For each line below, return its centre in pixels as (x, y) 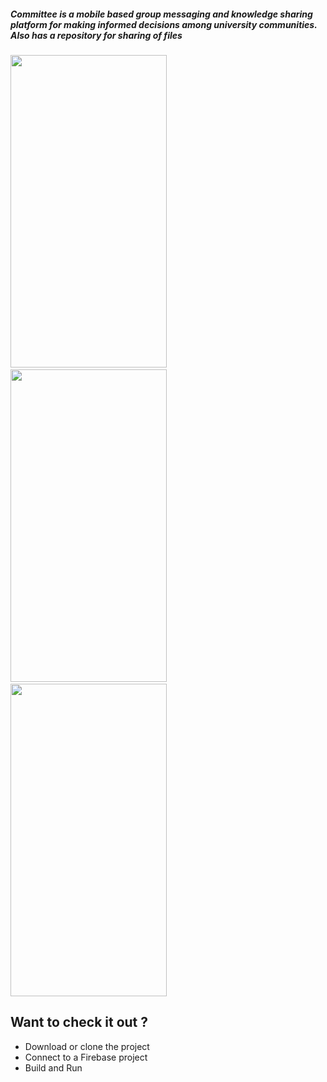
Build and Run (53, 1067)
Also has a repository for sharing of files (96, 35)
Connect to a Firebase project (86, 1057)
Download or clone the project (87, 1046)
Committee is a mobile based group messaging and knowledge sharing (161, 14)
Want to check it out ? (79, 1022)
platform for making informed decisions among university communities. (164, 24)
